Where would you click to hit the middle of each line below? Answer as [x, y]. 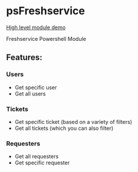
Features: [24, 58]
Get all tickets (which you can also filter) [64, 128]
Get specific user [36, 87]
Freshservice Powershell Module [46, 39]
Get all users [30, 94]
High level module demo [36, 27]
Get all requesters [37, 157]
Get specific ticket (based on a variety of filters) [73, 122]
